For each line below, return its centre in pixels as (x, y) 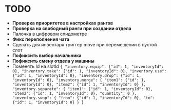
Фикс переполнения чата (41, 39)
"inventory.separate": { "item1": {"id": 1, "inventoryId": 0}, (82, 89)
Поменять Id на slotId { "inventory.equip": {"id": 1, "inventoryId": (88, 66)
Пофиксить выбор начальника (47, 55)
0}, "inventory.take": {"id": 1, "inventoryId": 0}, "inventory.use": (89, 71)
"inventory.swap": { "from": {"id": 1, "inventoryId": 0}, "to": (83, 98)
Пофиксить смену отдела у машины (53, 61)
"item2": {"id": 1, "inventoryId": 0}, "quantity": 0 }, (74, 93)
